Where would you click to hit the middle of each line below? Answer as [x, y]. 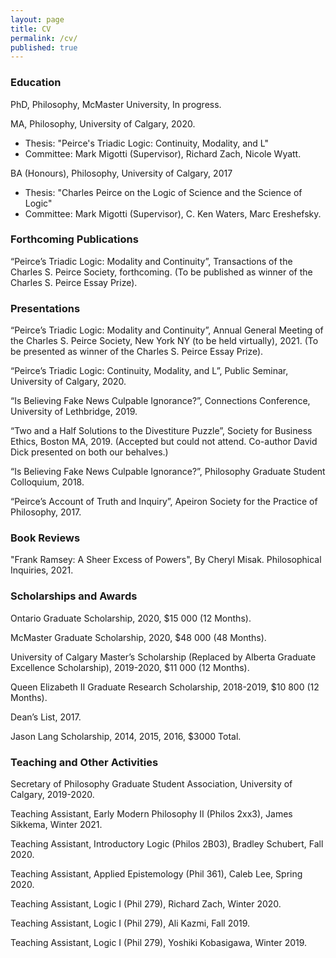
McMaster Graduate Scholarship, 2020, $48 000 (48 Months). [138, 637]
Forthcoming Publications [74, 239]
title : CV [31, 29]
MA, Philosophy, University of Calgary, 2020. [103, 123]
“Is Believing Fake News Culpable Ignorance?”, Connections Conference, [160, 401]
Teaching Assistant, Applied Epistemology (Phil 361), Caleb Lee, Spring [156, 874]
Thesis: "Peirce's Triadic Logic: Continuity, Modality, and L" [146, 143]
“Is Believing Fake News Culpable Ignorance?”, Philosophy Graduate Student [168, 472]
